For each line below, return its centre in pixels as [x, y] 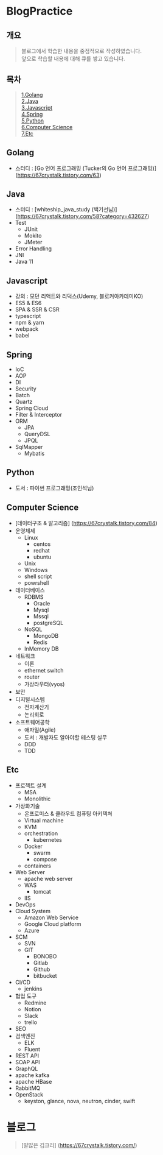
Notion [33, 1009]
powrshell [36, 582]
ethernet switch [44, 670]
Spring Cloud [32, 408]
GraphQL [26, 1068]
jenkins [33, 989]
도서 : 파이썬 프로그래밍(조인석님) [54, 488]
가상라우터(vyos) [44, 684]
